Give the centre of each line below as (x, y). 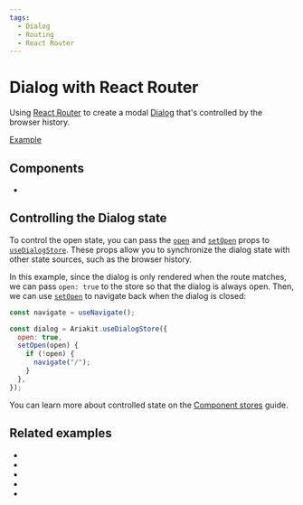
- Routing (36, 34)
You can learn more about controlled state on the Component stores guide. (149, 405)
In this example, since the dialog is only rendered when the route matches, (148, 276)
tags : (19, 18)
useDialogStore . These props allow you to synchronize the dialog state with (150, 249)
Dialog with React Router (104, 88)
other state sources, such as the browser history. (101, 259)
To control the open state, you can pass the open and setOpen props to (139, 239)
